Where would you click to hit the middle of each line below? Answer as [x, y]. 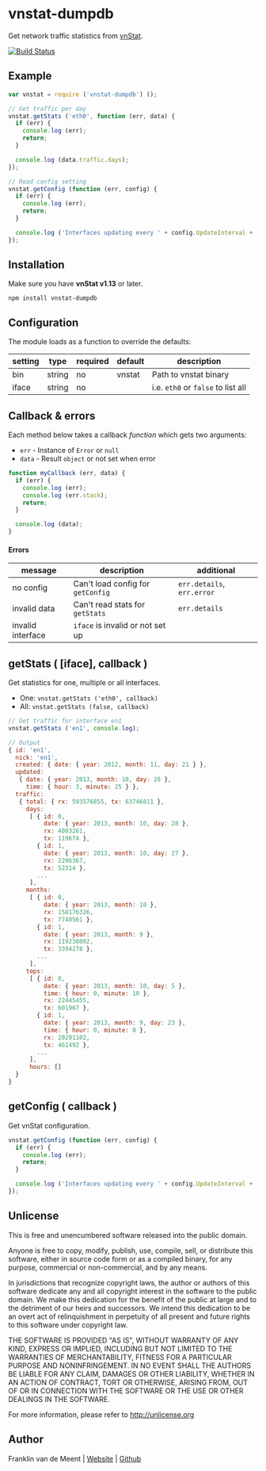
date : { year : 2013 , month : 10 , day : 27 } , [116, 853]
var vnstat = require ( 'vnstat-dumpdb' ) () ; [83, 94]
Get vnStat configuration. [49, 1125]
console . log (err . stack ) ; [65, 495]
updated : [30, 772]
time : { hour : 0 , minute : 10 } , [97, 993]
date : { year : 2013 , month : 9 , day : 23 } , [114, 1023]
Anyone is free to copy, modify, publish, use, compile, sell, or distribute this [131, 1251]
